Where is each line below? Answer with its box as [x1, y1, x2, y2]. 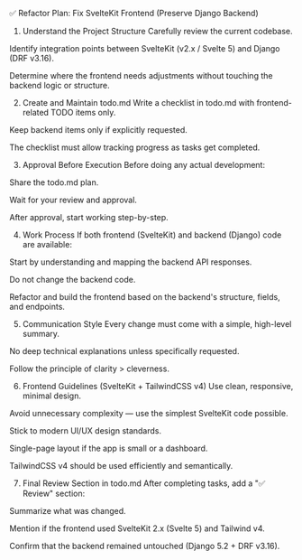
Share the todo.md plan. [9, 177, 99, 188]
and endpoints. [9, 302, 66, 312]
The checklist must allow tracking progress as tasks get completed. [9, 142, 261, 153]
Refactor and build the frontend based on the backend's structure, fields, [9, 292, 281, 302]
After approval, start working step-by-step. [9, 212, 169, 222]
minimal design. [22, 390, 81, 401]
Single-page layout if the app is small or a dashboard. [9, 443, 208, 453]
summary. [22, 329, 60, 339]
